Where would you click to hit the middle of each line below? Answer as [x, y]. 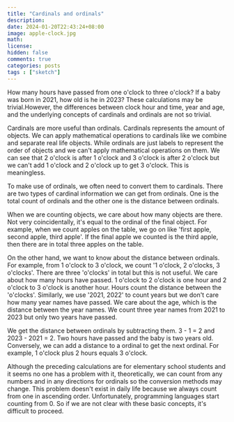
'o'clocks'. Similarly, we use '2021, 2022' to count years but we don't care [113, 295]
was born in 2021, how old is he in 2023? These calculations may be [105, 99]
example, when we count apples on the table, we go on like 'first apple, [109, 229]
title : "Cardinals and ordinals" [56, 14]
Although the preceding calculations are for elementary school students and [117, 366]
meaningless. [26, 173]
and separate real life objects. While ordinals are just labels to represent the [116, 143]
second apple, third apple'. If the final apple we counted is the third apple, [113, 237]
